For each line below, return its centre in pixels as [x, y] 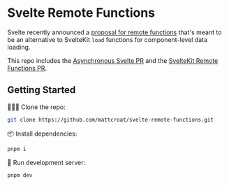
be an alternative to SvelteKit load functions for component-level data [108, 39]
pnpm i [17, 149]
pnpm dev [20, 175]
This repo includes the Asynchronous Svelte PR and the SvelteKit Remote [113, 60]
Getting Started [42, 90]
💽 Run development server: [46, 162]
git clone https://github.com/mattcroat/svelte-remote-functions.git [111, 120]
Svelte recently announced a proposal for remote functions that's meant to [114, 32]
